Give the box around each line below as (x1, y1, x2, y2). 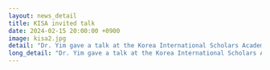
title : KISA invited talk (8, 19, 95, 27)
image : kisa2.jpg (8, 34, 67, 43)
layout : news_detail (8, 11, 78, 20)
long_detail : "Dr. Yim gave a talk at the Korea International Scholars (8, 49, 257, 57)
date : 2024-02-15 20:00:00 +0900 (8, 27, 121, 35)
